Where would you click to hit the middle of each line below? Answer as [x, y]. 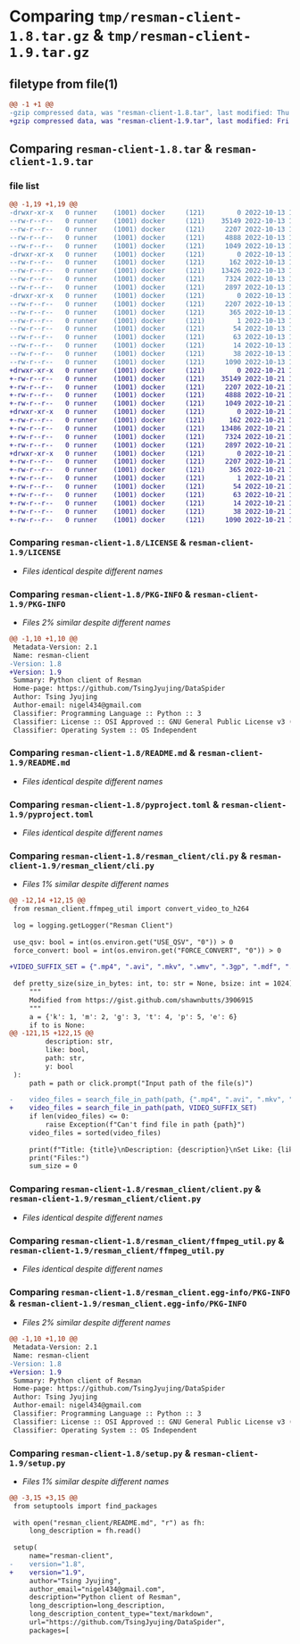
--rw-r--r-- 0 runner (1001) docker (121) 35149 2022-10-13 [147, 221]
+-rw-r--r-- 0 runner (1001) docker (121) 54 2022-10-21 [147, 487]
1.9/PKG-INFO [37, 604]
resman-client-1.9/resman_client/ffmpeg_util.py [117, 1250]
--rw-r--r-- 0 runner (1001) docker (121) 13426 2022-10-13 [147, 271]
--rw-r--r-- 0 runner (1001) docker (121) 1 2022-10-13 [147, 320]
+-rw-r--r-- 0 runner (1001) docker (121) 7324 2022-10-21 [147, 436]
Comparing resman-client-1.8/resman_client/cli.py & [128, 856]
